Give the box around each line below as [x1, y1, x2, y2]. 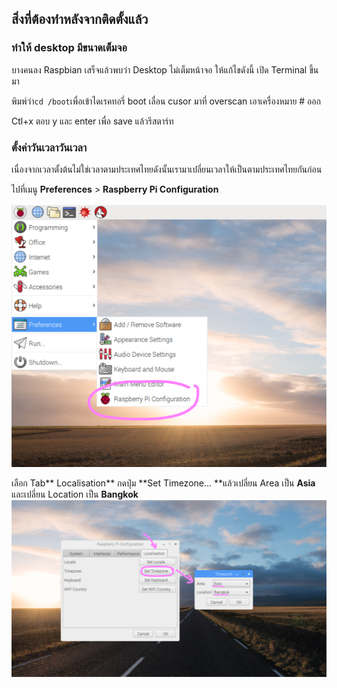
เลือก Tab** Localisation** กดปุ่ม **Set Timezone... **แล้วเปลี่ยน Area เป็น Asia [11, 477, 316, 489]
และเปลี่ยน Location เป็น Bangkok [11, 488, 139, 501]
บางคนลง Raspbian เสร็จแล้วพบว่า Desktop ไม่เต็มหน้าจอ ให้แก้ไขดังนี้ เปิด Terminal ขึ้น [11, 63, 319, 76]
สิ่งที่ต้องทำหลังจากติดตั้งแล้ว [11, 11, 149, 28]
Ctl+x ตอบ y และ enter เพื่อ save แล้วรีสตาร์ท [11, 115, 174, 127]
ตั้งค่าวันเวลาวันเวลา [11, 140, 88, 154]
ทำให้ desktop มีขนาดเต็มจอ [11, 41, 128, 55]
